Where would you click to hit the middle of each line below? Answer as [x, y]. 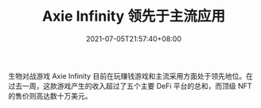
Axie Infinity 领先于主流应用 [134, 16]
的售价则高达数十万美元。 [50, 95]
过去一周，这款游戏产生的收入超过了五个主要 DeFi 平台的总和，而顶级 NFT [130, 86]
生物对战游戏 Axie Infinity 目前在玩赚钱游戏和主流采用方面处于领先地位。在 [130, 75]
